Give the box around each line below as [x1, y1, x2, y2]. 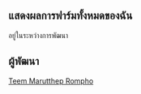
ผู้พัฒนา [8, 54, 40, 68]
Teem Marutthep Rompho [8, 75, 94, 86]
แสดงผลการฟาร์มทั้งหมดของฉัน [8, 9, 133, 23]
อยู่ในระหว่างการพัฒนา [8, 30, 69, 40]
